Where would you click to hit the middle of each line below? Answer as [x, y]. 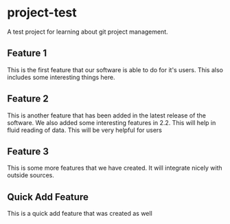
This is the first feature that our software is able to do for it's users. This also [115, 69]
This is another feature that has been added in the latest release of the [107, 115]
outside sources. [31, 175]
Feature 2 [28, 99]
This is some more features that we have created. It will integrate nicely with [115, 168]
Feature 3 [28, 152]
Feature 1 [27, 53]
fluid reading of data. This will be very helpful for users [85, 130]
